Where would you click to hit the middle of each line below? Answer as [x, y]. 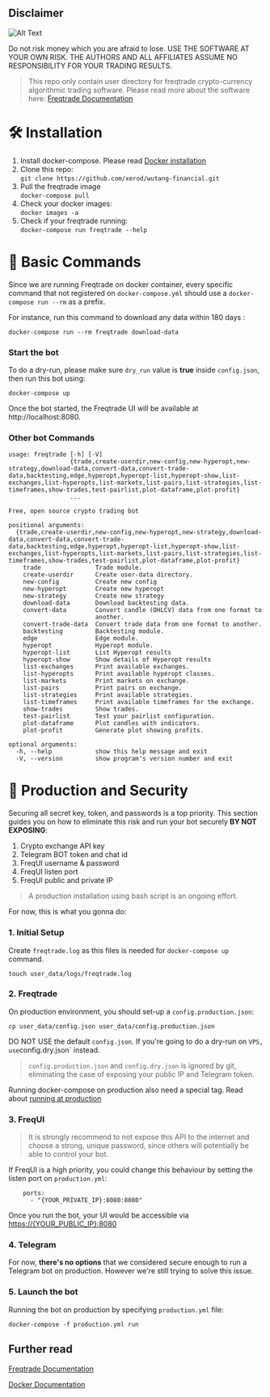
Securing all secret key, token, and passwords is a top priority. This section [133, 813]
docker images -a [49, 213]
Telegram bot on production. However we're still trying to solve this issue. [131, 1271]
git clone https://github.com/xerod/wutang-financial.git [120, 178]
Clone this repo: [46, 169]
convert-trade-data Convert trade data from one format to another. [143, 625]
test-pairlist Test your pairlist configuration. [119, 716]
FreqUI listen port [49, 872]
